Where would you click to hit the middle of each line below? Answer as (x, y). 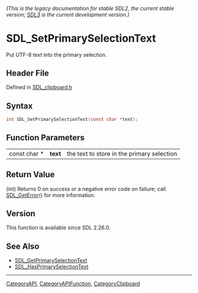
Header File (28, 73)
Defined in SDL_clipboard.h (39, 87)
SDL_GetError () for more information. (51, 195)
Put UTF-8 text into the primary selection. (57, 55)
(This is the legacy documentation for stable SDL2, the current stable (90, 8)
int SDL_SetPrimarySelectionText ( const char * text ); (72, 120)
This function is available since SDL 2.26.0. (58, 228)
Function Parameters (45, 138)
